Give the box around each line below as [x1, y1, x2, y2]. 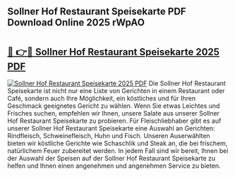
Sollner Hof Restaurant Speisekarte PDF [7, 6, 186, 18]
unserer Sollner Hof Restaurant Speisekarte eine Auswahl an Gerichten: [7, 124, 215, 133]
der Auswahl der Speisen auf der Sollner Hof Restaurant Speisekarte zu [7, 154, 216, 162]
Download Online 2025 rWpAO [7, 17, 145, 29]
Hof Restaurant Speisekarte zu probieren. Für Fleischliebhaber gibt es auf [7, 116, 222, 125]
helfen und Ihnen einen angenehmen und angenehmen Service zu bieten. [7, 161, 221, 170]
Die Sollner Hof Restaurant [148, 79, 226, 87]
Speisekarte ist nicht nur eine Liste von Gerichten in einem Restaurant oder [7, 87, 225, 94]
